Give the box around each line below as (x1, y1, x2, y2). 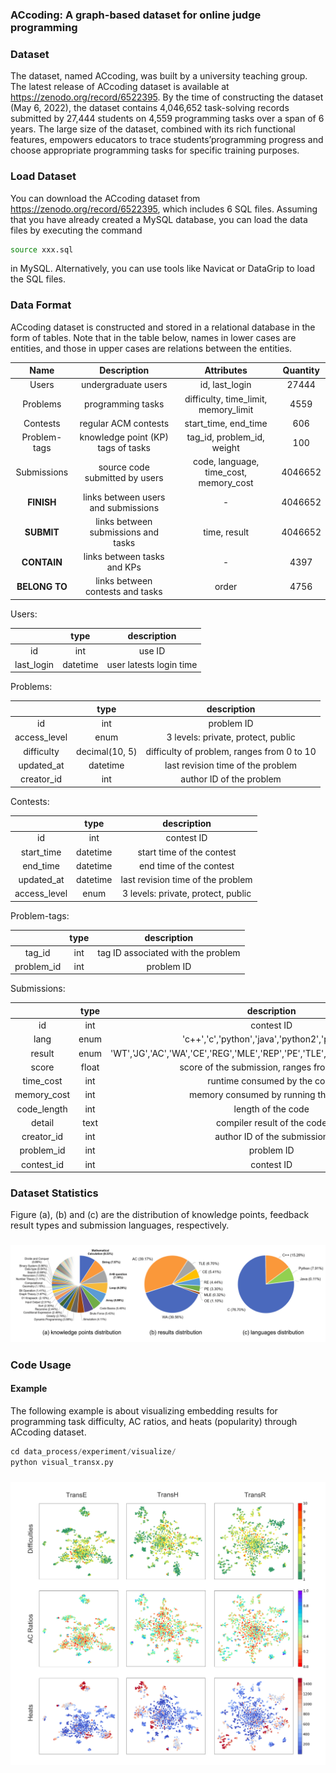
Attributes (204, 364, 248, 377)
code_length (16, 1103, 68, 1115)
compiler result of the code (216, 1116, 328, 1128)
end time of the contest (138, 859, 235, 872)
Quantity (282, 364, 320, 377)
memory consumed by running (189, 1089, 316, 1101)
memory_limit (198, 403, 254, 415)
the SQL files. (10, 273, 67, 285)
